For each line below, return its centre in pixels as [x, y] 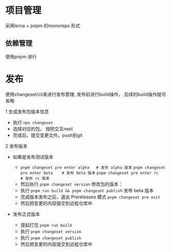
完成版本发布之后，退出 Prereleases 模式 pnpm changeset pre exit [90, 197]
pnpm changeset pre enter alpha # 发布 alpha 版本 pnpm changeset [93, 167]
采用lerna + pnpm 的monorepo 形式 [43, 26]
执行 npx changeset [33, 122]
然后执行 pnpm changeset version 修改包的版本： [71, 184]
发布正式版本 [26, 214]
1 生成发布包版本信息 [27, 111]
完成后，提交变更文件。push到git [48, 135]
